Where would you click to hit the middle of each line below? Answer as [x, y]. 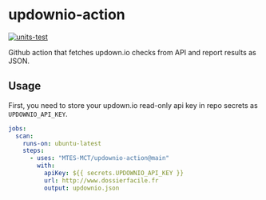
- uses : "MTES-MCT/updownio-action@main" [99, 158]
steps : [34, 151]
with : [46, 166]
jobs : [17, 128]
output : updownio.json [81, 188]
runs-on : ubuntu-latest [62, 143]
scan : [25, 136]
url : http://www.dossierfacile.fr [101, 180]
